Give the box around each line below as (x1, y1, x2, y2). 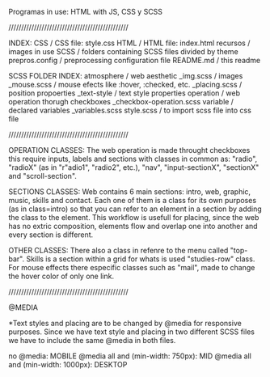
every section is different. (8, 230, 94, 239)
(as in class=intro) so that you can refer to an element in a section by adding (8, 204, 263, 214)
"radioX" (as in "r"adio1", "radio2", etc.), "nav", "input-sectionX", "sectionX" (8, 163, 259, 172)
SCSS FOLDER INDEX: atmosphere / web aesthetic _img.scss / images (8, 71, 243, 80)
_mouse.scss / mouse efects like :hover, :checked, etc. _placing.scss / (8, 80, 243, 89)
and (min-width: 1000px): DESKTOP (8, 360, 128, 369)
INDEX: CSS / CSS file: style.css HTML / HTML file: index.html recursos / (8, 38, 251, 48)
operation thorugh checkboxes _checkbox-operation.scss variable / (8, 97, 234, 106)
